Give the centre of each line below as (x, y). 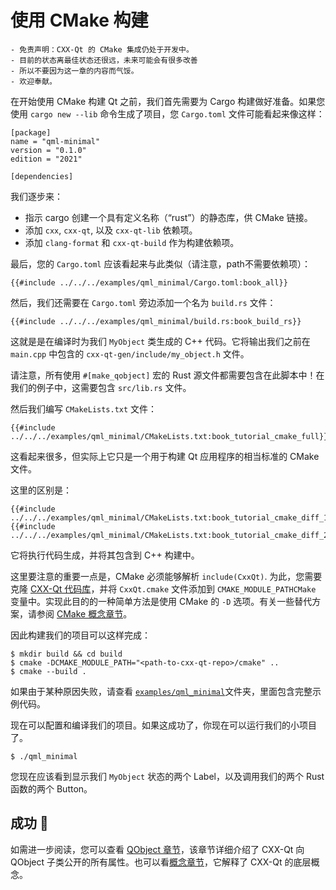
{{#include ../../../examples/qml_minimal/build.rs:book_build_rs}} (156, 321)
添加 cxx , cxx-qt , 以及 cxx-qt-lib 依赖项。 (111, 230)
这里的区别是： (41, 490)
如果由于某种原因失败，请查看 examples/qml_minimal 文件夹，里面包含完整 (161, 691)
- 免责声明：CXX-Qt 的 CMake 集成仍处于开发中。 (102, 49)
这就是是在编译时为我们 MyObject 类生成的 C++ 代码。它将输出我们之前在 (160, 341)
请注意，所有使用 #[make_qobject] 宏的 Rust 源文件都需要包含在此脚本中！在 (167, 375)
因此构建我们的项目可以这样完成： (80, 635)
